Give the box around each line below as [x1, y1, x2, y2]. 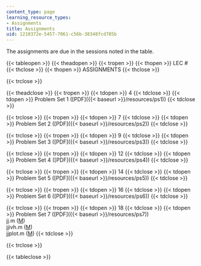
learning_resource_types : [6, 14, 71, 21]
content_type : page [6, 8, 55, 15]
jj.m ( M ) [6, 217, 25, 224]
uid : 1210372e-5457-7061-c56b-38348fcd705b [6, 31, 117, 37]
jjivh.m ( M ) [6, 224, 33, 231]
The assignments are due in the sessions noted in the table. [6, 48, 154, 55]
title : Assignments [6, 25, 55, 32]
